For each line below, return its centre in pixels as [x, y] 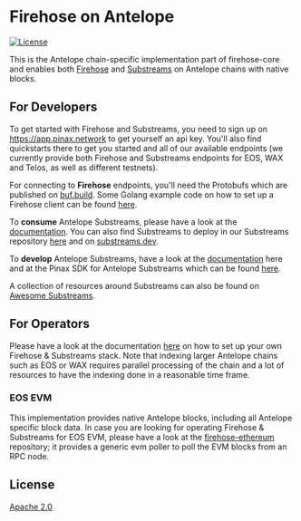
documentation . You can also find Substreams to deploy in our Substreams [149, 231]
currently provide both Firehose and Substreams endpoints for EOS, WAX [146, 158]
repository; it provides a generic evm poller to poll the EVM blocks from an [148, 447]
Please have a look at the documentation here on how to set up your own [146, 345]
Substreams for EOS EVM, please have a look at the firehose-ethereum [142, 437]
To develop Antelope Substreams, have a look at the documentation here [146, 258]
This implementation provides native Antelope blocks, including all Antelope [151, 418]
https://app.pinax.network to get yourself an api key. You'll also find [136, 139]
